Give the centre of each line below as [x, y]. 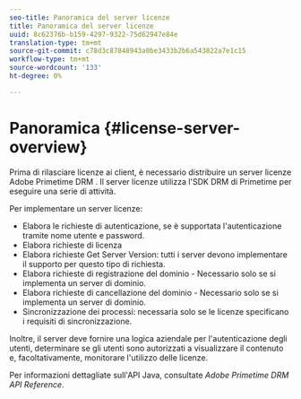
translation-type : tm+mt [56, 43]
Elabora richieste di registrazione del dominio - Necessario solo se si [149, 273]
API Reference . [37, 384]
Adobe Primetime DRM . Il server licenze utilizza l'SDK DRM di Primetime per [150, 181]
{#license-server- [172, 128]
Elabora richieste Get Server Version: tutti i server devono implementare [155, 254]
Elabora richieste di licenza [72, 245]
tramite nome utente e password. [83, 235]
